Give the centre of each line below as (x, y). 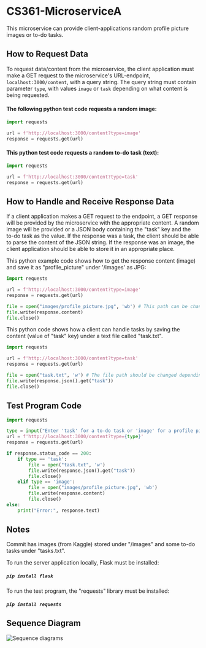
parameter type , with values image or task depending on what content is (97, 88)
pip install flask (30, 576)
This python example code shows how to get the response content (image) (101, 261)
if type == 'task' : (42, 459)
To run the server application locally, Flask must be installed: (83, 563)
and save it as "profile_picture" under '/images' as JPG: (76, 268)
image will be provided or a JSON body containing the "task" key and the (99, 229)
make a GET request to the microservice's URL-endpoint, (78, 75)
